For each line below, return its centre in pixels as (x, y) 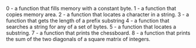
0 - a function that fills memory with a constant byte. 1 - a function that (91, 8)
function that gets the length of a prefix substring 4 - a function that (88, 21)
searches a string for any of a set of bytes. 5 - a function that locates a (91, 27)
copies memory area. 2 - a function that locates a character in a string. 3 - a (97, 14)
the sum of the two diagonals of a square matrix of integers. (78, 39)
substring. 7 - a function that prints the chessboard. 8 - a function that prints (98, 33)
